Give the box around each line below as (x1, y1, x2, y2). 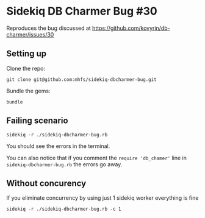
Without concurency (6, 178, 87, 188)
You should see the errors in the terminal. (6, 142, 110, 150)
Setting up (6, 49, 47, 59)
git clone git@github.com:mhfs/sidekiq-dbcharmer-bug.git (6, 76, 157, 83)
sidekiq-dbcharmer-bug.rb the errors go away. (6, 160, 123, 168)
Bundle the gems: (6, 87, 51, 94)
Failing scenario (6, 116, 68, 126)
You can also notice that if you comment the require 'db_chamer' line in (6, 154, 187, 161)
